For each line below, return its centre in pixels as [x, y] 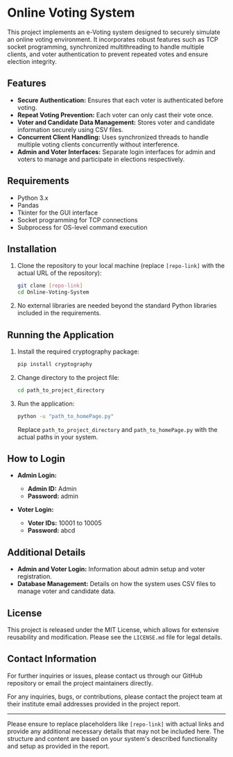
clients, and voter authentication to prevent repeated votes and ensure [108, 54]
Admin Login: [37, 475]
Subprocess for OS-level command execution [82, 227]
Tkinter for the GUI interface [58, 213]
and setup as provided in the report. [58, 746]
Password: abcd [51, 531]
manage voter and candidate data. [66, 591]
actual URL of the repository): [59, 273]
